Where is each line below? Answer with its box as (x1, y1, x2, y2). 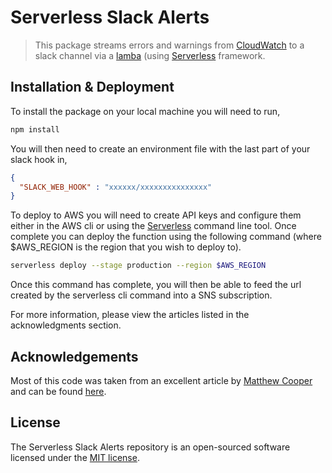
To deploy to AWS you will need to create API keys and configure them (10, 209, 302, 221)
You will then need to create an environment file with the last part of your (10, 142, 311, 155)
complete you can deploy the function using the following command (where (10, 231, 322, 243)
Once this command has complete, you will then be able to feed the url (10, 279, 302, 291)
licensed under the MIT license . (10, 451, 140, 463)
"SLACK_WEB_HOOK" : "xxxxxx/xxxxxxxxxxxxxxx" (19, 182, 213, 192)
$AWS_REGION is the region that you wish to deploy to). (10, 241, 242, 253)
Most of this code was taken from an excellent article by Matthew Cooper (10, 374, 313, 386)
